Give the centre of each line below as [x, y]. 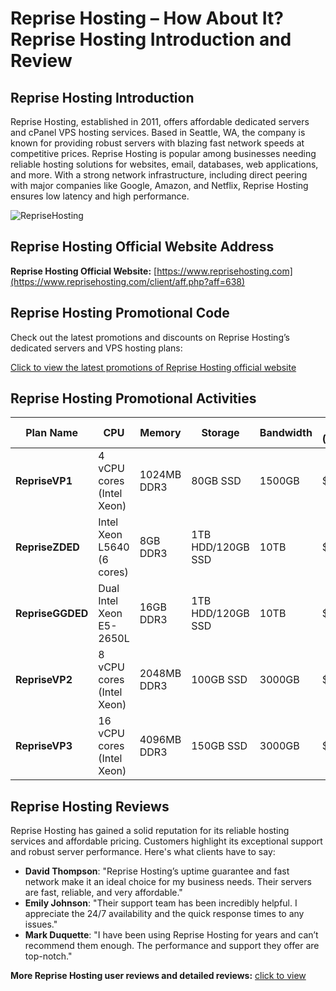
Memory [160, 433]
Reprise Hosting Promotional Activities [133, 398]
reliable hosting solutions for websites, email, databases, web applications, [164, 164]
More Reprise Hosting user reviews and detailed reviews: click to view [158, 976]
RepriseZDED [47, 547]
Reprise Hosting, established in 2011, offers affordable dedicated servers [160, 121]
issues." [41, 924]
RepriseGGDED [52, 614]
